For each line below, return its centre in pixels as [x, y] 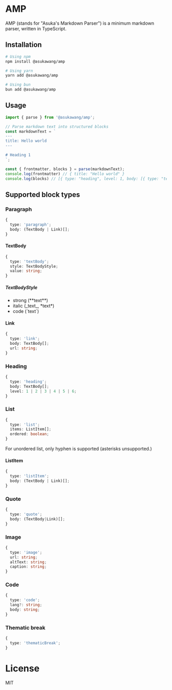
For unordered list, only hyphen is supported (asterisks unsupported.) [79, 449]
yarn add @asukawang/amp [32, 76]
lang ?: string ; [26, 605]
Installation [24, 45]
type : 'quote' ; [26, 514]
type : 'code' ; [25, 600]
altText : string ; [28, 562]
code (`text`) [26, 311]
